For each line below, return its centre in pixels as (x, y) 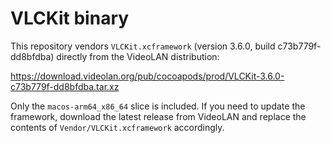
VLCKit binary (70, 18)
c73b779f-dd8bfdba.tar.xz (65, 86)
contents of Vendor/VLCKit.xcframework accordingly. (117, 127)
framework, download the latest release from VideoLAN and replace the (158, 116)
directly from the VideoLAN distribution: (138, 56)
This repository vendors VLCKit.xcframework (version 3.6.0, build (143, 46)
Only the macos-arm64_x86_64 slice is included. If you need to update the (158, 106)
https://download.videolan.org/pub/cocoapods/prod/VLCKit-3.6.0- (147, 76)
